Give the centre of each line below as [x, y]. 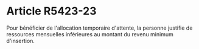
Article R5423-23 [51, 11]
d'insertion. [21, 41]
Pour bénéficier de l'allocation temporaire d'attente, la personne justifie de [100, 28]
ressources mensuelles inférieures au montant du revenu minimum [90, 34]
